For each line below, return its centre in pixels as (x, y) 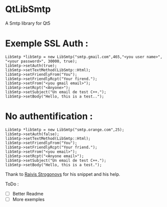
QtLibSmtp (28, 9)
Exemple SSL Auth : (47, 43)
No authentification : (49, 116)
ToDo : (12, 184)
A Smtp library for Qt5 (28, 23)
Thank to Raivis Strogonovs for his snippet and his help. (63, 174)
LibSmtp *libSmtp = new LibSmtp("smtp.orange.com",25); (65, 130)
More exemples (29, 199)
